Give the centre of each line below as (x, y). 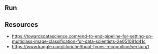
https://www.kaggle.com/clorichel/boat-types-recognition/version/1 (80, 47)
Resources (21, 25)
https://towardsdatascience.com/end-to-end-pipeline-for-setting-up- (82, 36)
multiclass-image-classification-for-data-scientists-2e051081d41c (79, 41)
